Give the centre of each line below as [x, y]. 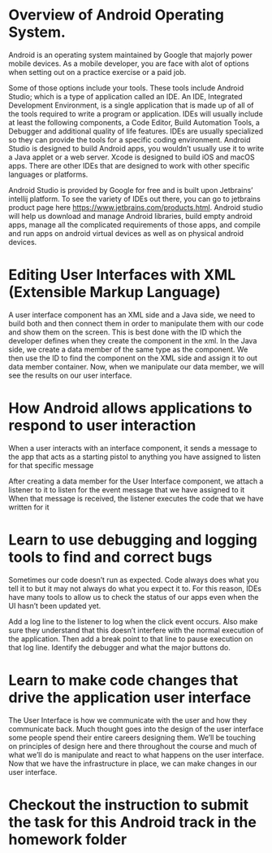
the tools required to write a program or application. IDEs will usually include [136, 114]
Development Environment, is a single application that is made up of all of [131, 105]
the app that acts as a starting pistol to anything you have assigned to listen [135, 457]
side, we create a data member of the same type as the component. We [128, 349]
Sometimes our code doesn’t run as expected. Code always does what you [134, 580]
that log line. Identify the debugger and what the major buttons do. [120, 647]
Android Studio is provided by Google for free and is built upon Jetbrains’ [131, 190]
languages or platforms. [48, 174]
